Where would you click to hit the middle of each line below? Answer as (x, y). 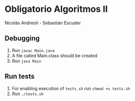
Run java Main (27, 61)
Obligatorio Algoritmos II (56, 9)
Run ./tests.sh (28, 94)
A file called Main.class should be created (55, 55)
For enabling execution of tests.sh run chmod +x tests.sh (71, 88)
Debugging (22, 38)
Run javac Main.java (33, 50)
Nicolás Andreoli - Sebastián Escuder (43, 23)
